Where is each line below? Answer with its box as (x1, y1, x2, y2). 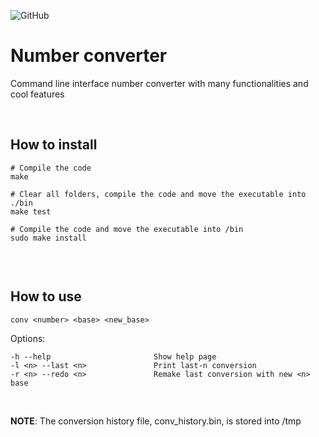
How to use (10, 288, 82, 305)
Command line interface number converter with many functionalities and (10, 77, 309, 89)
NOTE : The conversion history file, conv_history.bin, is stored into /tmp (10, 415, 302, 427)
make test (10, 206, 52, 217)
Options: (10, 332, 46, 344)
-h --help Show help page (10, 351, 217, 362)
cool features (10, 88, 65, 100)
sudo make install (10, 233, 87, 243)
